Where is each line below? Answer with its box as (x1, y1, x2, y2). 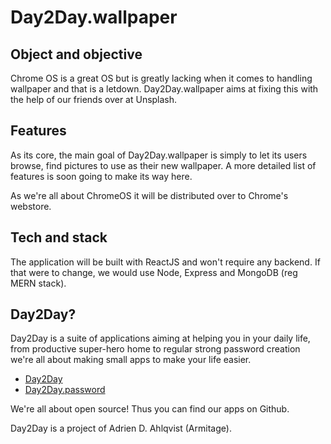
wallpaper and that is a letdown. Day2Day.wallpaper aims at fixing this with (10, 83, 319, 95)
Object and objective (10, 46, 143, 63)
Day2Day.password (24, 384, 106, 396)
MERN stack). (10, 277, 67, 289)
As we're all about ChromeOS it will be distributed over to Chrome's (10, 189, 289, 201)
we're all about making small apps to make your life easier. (10, 354, 252, 366)
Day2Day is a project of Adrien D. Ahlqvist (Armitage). (10, 422, 232, 435)
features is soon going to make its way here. (10, 170, 193, 182)
